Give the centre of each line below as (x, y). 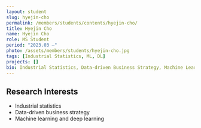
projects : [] (22, 62)
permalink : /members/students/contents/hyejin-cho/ (72, 23)
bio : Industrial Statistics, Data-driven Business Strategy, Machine (95, 67)
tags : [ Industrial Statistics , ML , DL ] (56, 56)
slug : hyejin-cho (28, 17)
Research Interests (42, 91)
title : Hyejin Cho (29, 28)
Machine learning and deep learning (60, 119)
